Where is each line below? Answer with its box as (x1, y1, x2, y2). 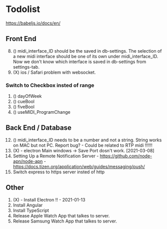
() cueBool (12, 99, 34, 105)
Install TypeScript (12, 207, 49, 213)
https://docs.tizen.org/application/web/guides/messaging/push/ (12, 163, 145, 169)
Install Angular (12, 202, 43, 208)
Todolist (5, 4, 40, 15)
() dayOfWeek (12, 93, 42, 99)
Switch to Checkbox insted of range (5, 82, 94, 89)
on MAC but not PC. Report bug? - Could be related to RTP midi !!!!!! (12, 142, 153, 148)
